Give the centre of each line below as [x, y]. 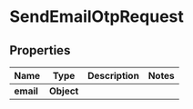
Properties [40, 50]
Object [64, 91]
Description [113, 76]
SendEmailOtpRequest [96, 17]
